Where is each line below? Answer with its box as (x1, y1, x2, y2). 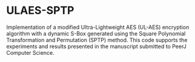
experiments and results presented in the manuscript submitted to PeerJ (6, 43, 187, 50)
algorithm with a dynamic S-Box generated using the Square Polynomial (6, 29, 186, 37)
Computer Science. (6, 49, 55, 56)
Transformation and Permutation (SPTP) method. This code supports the (6, 36, 188, 43)
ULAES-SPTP (6, 4, 74, 17)
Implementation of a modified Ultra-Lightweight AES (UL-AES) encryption (6, 23, 190, 31)
